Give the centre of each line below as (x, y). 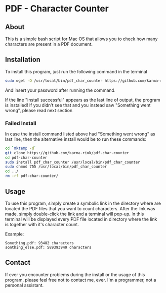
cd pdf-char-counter (26, 157)
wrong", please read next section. (40, 110)
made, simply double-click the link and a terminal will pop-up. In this (75, 214)
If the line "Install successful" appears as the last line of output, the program (83, 100)
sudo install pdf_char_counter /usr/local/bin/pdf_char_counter (73, 162)
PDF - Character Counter (57, 9)
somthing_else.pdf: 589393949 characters (48, 247)
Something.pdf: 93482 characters (40, 243)
